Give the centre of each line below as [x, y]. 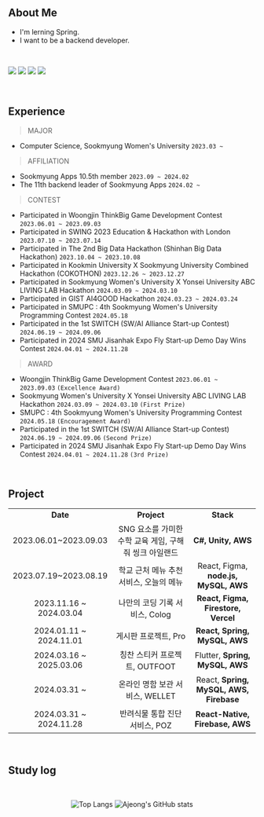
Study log [32, 770]
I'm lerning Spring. [49, 31]
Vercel [223, 618]
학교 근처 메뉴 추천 [150, 570]
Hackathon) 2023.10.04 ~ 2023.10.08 [80, 256]
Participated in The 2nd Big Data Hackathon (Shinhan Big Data [121, 248]
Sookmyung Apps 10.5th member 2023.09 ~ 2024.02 [104, 176]
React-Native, [222, 714]
